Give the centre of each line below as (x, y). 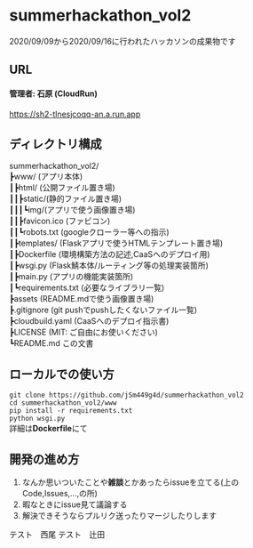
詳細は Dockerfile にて (48, 429)
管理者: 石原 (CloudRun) (53, 93)
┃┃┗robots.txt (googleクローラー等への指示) (90, 232)
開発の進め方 (44, 459)
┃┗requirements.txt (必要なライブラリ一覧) (87, 288)
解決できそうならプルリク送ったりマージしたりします (119, 515)
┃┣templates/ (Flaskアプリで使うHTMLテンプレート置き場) (116, 243)
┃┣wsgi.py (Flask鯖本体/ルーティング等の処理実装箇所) (109, 266)
